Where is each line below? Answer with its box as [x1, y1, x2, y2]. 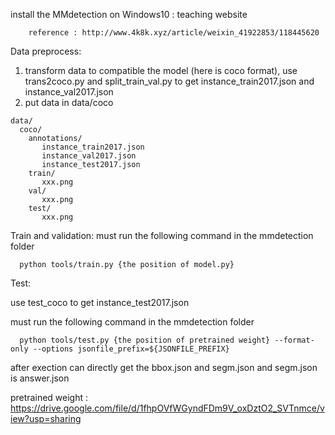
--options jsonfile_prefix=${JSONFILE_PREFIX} [32, 344, 230, 354]
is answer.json [10, 372, 70, 384]
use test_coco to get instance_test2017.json [10, 297, 190, 308]
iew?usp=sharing [10, 413, 82, 424]
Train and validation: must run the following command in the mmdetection [10, 230, 314, 241]
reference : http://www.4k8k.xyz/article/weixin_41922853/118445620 [28, 28, 320, 38]
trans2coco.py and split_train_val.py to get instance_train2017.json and [24, 75, 315, 87]
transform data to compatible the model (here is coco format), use [24, 65, 298, 76]
